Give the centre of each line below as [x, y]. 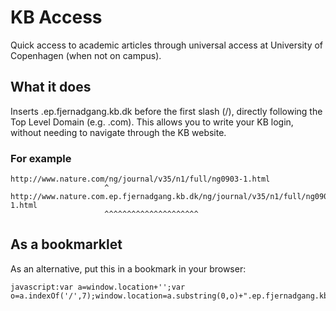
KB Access [56, 17]
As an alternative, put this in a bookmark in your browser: [128, 268]
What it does [51, 87]
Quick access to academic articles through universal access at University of [167, 45]
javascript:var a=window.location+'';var [98, 287]
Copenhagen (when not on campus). [86, 55]
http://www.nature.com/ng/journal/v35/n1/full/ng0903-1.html [140, 179]
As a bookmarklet [66, 244]
